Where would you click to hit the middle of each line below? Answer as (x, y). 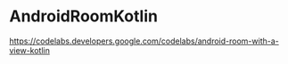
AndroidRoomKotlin (84, 16)
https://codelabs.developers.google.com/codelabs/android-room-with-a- (144, 41)
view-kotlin (30, 50)
